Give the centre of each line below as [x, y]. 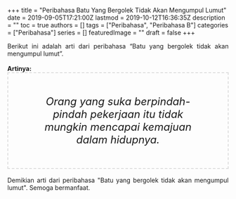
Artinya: [19, 69]
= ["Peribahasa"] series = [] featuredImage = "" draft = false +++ [101, 32]
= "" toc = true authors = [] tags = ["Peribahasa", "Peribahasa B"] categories [118, 25]
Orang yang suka [88, 102]
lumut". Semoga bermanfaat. [49, 188]
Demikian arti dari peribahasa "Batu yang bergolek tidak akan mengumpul [118, 180]
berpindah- [163, 102]
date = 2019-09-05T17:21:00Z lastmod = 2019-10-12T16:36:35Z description [116, 18]
